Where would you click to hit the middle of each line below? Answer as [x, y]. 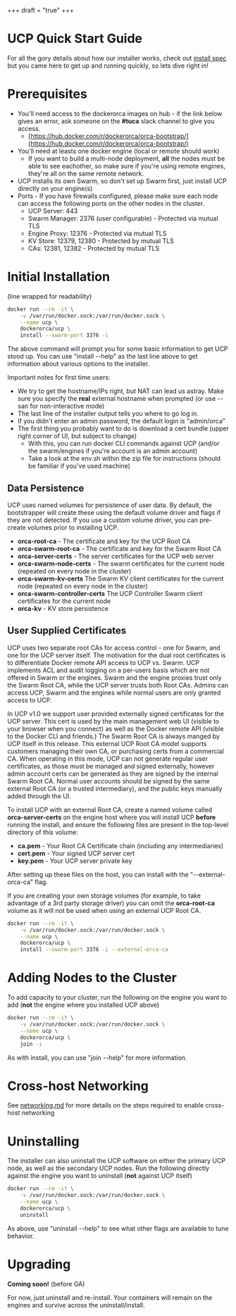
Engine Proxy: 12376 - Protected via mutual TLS [97, 233]
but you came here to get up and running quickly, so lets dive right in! [108, 66]
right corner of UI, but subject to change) [77, 436]
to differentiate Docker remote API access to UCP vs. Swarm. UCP [103, 662]
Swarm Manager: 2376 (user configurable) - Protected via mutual [123, 218]
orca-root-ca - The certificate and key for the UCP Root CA [104, 541]
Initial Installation [59, 277]
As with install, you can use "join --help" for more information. [97, 1057]
